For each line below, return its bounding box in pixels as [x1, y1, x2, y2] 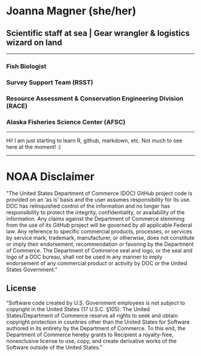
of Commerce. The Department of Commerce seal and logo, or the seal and [6, 247, 193, 254]
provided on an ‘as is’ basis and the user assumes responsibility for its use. [6, 196, 191, 203]
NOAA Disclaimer [6, 170, 95, 184]
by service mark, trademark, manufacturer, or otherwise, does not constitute [6, 235, 195, 241]
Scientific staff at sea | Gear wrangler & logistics [6, 28, 190, 38]
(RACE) [6, 102, 28, 110]
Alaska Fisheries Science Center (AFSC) [6, 118, 126, 126]
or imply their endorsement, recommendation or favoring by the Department [6, 241, 194, 248]
